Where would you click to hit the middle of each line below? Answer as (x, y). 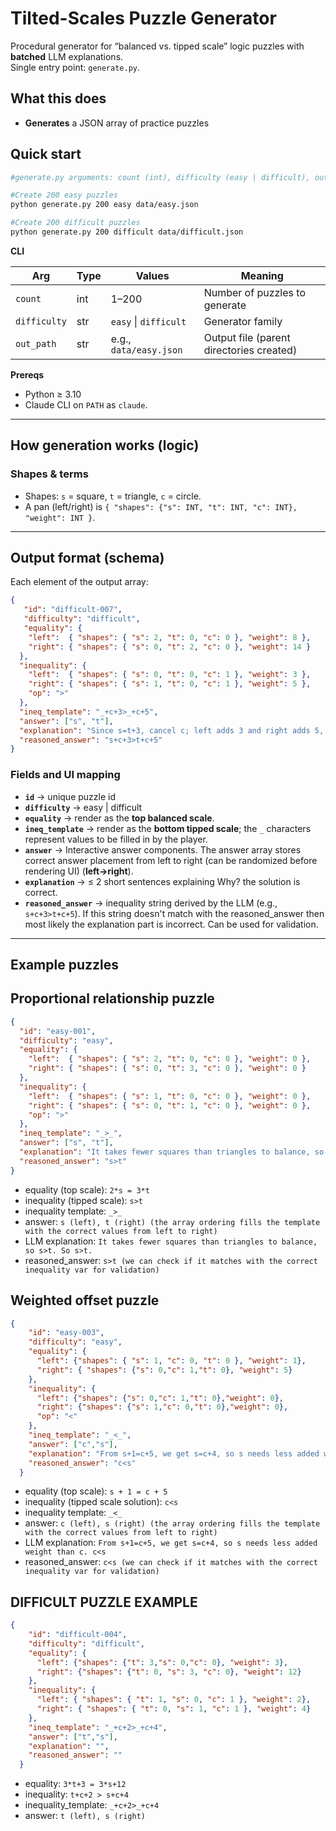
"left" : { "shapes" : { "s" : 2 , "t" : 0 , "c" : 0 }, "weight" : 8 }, (170, 637)
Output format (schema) (87, 558)
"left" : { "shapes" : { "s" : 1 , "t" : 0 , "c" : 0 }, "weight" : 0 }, (170, 1096)
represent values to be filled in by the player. (116, 839)
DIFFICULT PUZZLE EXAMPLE (104, 1602)
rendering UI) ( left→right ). (79, 871)
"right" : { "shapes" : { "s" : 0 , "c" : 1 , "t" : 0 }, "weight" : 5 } (164, 1370)
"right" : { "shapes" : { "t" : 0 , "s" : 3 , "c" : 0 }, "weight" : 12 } (169, 1672)
